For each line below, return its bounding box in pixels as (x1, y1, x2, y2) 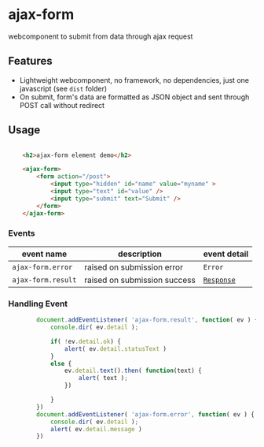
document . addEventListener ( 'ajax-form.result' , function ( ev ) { (36, 316, 258, 324)
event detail (203, 248, 249, 259)
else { (49, 359, 72, 367)
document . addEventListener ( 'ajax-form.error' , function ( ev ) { (36, 410, 255, 419)
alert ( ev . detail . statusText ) (64, 345, 167, 352)
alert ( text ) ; (78, 374, 128, 382)
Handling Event (8, 298, 68, 309)
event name (21, 248, 68, 259)
